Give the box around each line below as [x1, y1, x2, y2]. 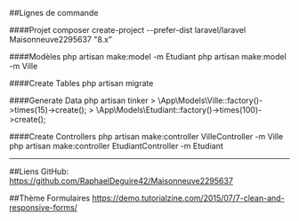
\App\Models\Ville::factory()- [157, 95, 263, 106]
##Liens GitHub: [9, 166, 69, 177]
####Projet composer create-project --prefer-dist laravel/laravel [9, 25, 246, 35]
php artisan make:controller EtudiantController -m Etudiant [9, 141, 224, 151]
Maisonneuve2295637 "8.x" [9, 35, 113, 44]
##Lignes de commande [9, 8, 99, 18]
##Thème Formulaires [9, 193, 91, 203]
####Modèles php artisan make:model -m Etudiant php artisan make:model [9, 51, 287, 61]
